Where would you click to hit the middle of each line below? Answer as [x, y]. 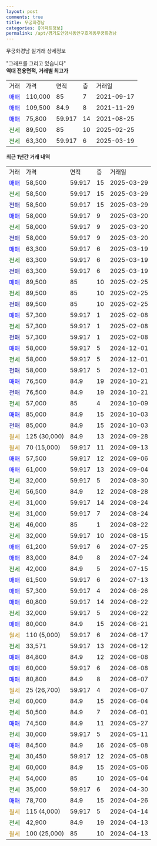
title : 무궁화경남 [26, 22]
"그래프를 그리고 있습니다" [36, 64]
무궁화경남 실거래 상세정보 [36, 51]
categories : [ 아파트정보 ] [35, 28]
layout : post [22, 11]
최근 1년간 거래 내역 [28, 157]
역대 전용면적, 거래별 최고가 [37, 71]
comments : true [25, 17]
